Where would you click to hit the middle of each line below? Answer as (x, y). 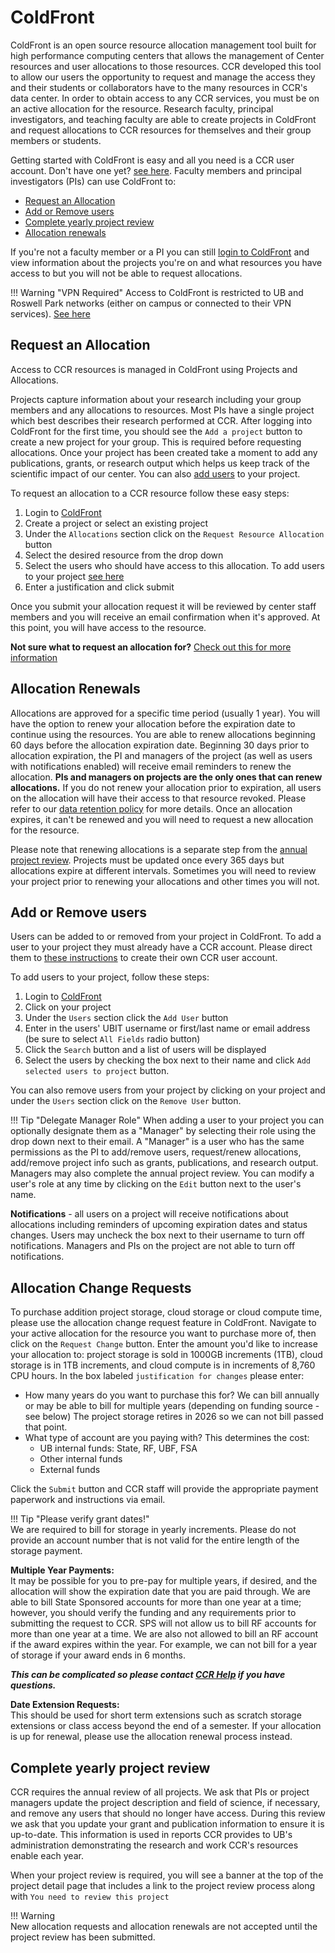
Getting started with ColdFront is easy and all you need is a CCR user (152, 160)
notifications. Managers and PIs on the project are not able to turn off (153, 1246)
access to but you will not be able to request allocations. (126, 273)
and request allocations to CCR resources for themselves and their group (161, 130)
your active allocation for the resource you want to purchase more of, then (163, 1333)
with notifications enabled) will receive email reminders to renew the (151, 766)
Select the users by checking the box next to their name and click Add (167, 1060)
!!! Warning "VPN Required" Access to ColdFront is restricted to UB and (157, 292)
